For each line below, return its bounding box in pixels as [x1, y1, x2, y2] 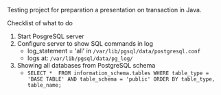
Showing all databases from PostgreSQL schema [16, 62, 156, 69]
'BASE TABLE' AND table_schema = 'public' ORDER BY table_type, [27, 76, 216, 83]
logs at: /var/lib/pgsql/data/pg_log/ [27, 54, 134, 62]
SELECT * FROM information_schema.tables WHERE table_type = [27, 70, 209, 77]
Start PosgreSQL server [16, 32, 84, 40]
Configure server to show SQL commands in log [16, 40, 153, 47]
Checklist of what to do [7, 19, 73, 27]
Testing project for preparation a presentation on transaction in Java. [7, 6, 202, 14]
